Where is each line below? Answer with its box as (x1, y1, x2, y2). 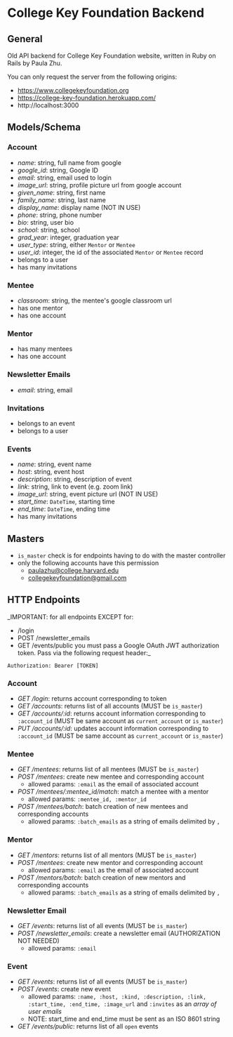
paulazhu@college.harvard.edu (27, 566, 119, 574)
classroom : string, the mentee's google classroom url (17, 296, 172, 305)
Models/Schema (7, 121, 81, 133)
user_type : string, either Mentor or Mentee (17, 240, 135, 249)
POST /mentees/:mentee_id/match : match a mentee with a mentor (17, 788, 209, 796)
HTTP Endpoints (7, 594, 81, 606)
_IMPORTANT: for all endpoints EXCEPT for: (7, 612, 134, 621)
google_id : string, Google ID (17, 166, 98, 174)
